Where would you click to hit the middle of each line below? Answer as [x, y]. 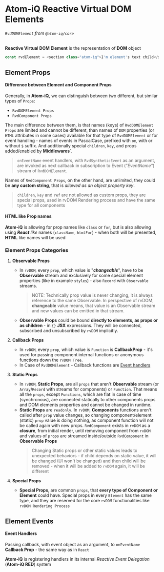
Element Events [29, 521]
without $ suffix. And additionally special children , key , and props [71, 145]
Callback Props [28, 340]
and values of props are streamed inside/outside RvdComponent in [84, 436]
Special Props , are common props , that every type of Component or [89, 490]
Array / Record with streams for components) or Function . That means [88, 389]
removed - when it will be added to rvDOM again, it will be [88, 466]
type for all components [41, 205]
